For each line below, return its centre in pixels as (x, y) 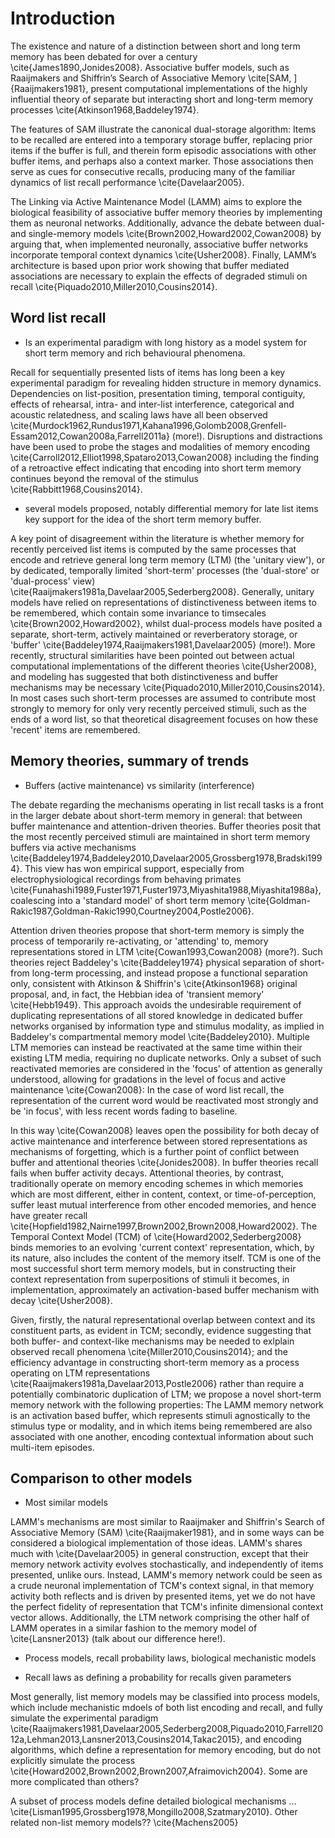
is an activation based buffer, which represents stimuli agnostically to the (160, 1415)
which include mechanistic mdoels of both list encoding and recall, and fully (166, 1708)
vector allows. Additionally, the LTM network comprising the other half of (160, 1618)
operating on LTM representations (80, 1373)
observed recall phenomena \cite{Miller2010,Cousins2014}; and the (149, 1351)
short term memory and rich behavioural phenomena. (135, 353)
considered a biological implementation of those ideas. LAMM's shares (156, 1543)
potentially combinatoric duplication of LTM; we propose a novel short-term (166, 1394)
